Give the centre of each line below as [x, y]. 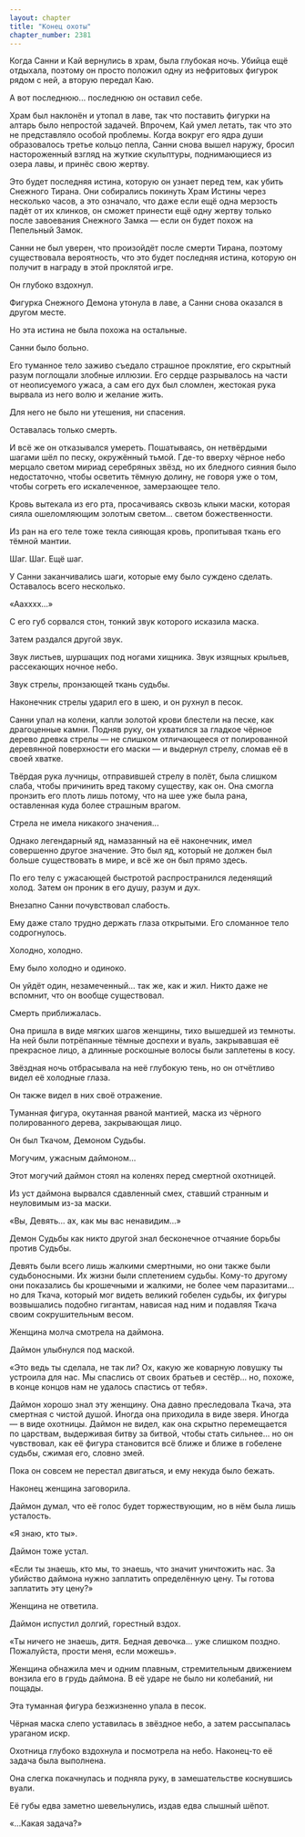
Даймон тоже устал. [49, 1551]
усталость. [30, 1516]
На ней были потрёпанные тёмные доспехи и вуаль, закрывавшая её [144, 1041]
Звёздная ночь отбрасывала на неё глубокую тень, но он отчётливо [142, 1068]
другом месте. [38, 312]
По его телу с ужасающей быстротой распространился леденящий [141, 878]
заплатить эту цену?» [51, 1589]
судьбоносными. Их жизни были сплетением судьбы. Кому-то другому [149, 1275]
